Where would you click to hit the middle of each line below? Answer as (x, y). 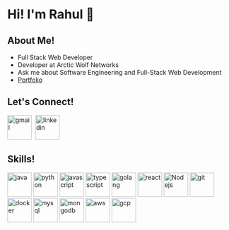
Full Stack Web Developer (55, 57)
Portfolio (30, 80)
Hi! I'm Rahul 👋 (51, 14)
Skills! (21, 159)
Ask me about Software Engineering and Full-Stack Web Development (119, 72)
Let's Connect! (41, 102)
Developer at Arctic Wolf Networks (68, 65)
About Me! (31, 41)
